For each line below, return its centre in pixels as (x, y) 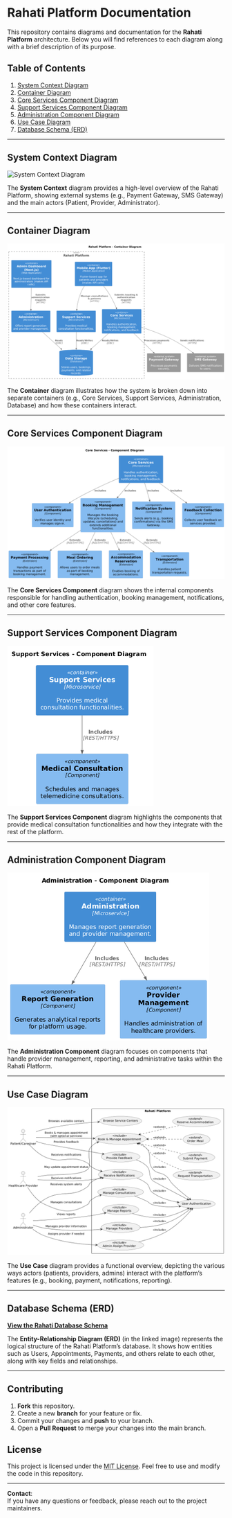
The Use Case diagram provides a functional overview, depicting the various (116, 1265)
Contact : (20, 1494)
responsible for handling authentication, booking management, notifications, (116, 597)
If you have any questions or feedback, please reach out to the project (107, 1501)
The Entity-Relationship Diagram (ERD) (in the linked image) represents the (115, 1339)
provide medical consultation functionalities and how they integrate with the (115, 824)
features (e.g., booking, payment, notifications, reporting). (90, 1280)
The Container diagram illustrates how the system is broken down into (107, 390)
